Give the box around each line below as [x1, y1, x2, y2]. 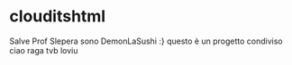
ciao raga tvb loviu [9, 45, 78, 55]
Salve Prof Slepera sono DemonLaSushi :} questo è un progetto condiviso [9, 36, 283, 46]
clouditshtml [9, 6, 106, 27]
